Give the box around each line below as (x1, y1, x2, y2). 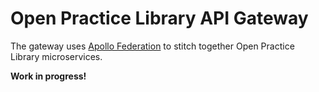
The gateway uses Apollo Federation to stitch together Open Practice (10, 40, 295, 52)
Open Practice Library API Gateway (10, 7, 309, 30)
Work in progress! (10, 70, 87, 82)
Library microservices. (10, 50, 103, 62)
